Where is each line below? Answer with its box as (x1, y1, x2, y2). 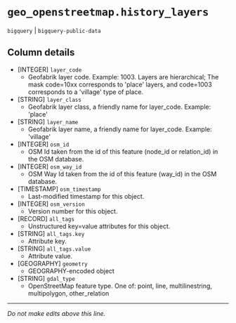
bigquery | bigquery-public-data (7, 26, 101, 34)
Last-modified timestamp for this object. (27, 192, 145, 200)
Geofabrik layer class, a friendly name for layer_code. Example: (27, 103, 211, 111)
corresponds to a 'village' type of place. (27, 87, 144, 96)
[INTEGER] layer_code (17, 65, 82, 74)
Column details (7, 46, 75, 58)
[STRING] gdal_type (17, 274, 76, 282)
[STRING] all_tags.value (17, 244, 91, 253)
